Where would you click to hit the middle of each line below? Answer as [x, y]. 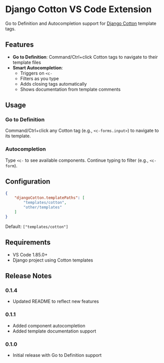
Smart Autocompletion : [38, 67]
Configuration [28, 182]
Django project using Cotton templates [53, 260]
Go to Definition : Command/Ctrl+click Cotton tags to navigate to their [85, 57]
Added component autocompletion [49, 325]
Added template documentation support [54, 331]
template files [27, 62]
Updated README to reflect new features [56, 301]
